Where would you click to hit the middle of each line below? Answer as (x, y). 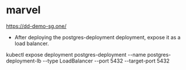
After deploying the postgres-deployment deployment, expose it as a (97, 37)
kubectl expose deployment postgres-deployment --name (76, 54)
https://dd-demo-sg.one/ (36, 26)
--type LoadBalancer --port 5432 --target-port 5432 (106, 61)
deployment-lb (24, 61)
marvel (23, 10)
